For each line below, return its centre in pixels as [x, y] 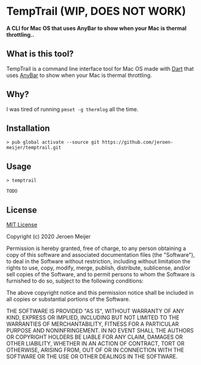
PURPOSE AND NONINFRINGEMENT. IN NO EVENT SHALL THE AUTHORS [100, 330]
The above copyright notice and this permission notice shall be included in [100, 293]
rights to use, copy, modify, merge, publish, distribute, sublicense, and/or [98, 268]
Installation [28, 128]
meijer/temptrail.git [34, 148]
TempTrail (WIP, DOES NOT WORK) [96, 11]
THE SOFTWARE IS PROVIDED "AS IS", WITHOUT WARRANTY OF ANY [95, 311]
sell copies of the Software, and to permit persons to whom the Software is [101, 274]
